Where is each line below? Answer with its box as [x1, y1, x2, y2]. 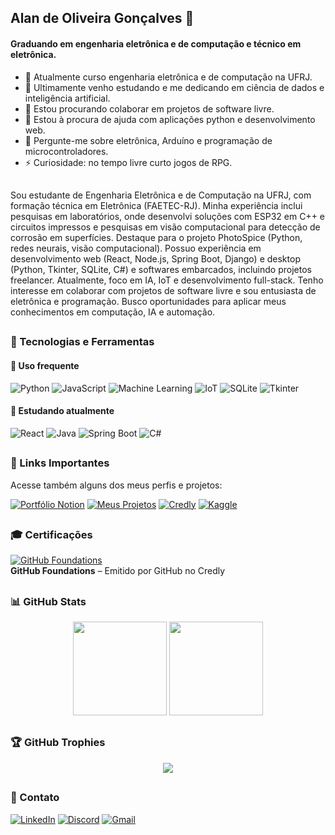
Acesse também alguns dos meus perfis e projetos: [10, 479, 223, 491]
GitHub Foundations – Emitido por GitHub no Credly [10, 565, 226, 577]
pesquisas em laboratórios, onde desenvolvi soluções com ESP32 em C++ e [10, 210, 325, 222]
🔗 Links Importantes [10, 456, 110, 470]
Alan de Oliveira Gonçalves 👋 [10, 10, 195, 27]
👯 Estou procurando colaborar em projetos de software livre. [24, 102, 275, 115]
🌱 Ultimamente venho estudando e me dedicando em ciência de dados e [24, 81, 325, 93]
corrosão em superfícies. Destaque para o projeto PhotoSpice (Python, [10, 231, 303, 243]
